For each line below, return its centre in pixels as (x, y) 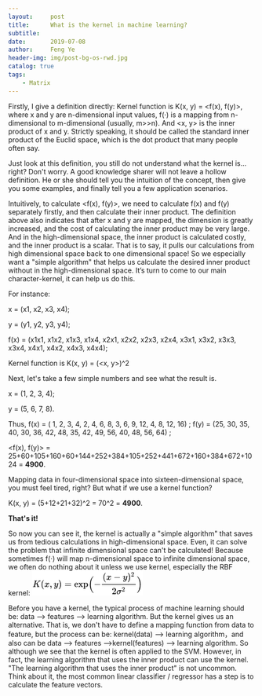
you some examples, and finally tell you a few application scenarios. (118, 188)
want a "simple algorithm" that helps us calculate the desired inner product (129, 262)
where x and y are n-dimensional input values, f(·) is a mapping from (119, 115)
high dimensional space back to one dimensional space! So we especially (127, 253)
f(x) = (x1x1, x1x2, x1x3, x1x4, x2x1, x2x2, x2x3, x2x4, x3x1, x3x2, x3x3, (122, 339)
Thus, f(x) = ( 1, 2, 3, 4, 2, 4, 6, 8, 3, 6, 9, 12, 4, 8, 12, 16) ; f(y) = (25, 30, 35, (129, 423)
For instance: (29, 294)
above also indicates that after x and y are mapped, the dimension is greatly (131, 220)
